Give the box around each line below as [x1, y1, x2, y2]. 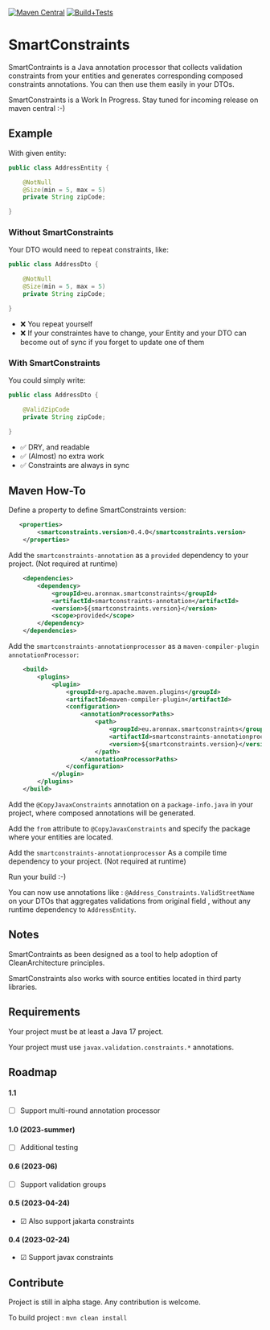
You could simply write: [8, 376, 86, 385]
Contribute [8, 1275, 64, 1290]
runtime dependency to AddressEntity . [8, 905, 137, 914]
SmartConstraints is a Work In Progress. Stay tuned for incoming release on [8, 95, 259, 105]
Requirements [8, 1005, 80, 1019]
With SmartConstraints [8, 357, 100, 368]
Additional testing [19, 1143, 79, 1152]
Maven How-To [8, 483, 86, 498]
